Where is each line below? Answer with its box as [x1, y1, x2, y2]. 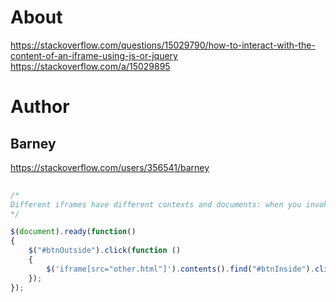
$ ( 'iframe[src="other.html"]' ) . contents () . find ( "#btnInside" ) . [46, 264, 315, 274]
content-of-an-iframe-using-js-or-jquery [10, 49, 178, 61]
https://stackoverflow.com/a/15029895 [10, 60, 171, 72]
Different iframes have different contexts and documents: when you [10, 199, 302, 210]
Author [10, 96, 70, 118]
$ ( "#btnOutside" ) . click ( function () [28, 246, 182, 256]
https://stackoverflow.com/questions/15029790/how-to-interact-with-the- [10, 39, 316, 51]
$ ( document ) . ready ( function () [10, 227, 137, 237]
